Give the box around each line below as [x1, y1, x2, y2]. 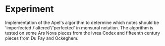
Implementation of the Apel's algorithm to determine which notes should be [5, 20, 160, 25]
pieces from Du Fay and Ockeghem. [5, 35, 79, 41]
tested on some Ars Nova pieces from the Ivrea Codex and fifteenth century [5, 30, 160, 36]
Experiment [5, 3, 54, 15]
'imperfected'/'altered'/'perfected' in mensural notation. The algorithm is [5, 24, 154, 30]
